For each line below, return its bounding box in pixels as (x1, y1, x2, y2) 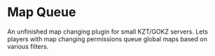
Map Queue (7, 4, 76, 20)
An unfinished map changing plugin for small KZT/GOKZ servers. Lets (7, 27, 209, 36)
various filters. (7, 42, 49, 50)
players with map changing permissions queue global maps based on (7, 34, 208, 43)
